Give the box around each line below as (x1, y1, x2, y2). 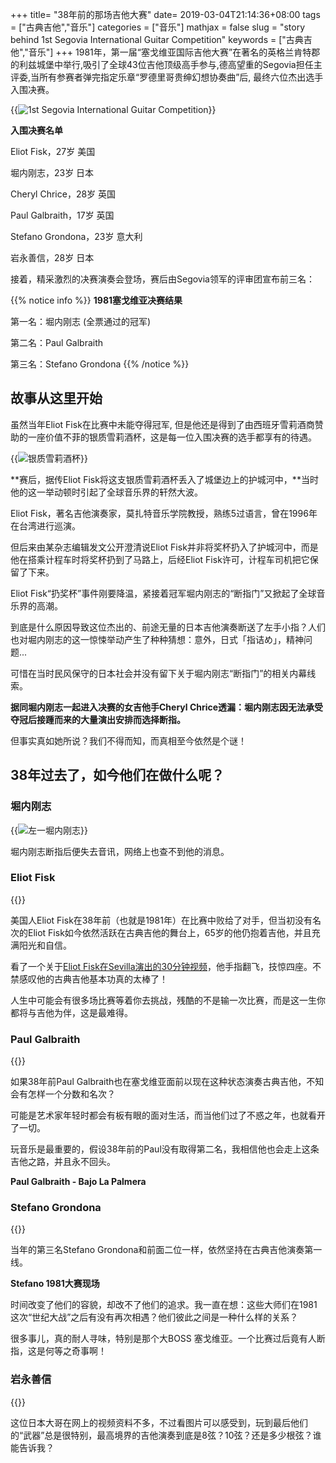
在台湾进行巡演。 (10, 519, 81, 532)
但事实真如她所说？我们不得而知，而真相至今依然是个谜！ (10, 734, 247, 747)
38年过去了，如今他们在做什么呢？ (10, 767, 225, 784)
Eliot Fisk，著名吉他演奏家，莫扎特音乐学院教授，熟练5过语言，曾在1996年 (10, 507, 318, 519)
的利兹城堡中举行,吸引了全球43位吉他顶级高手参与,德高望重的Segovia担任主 (10, 59, 323, 70)
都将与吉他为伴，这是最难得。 (10, 1006, 133, 1018)
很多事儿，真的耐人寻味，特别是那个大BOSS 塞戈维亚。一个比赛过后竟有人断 (10, 1333, 326, 1345)
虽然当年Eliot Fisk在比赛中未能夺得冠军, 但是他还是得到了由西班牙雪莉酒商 (10, 418, 315, 430)
